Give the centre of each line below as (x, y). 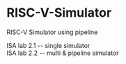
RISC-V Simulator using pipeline (52, 32)
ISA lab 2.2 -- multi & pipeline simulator (63, 53)
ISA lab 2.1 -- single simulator (48, 45)
